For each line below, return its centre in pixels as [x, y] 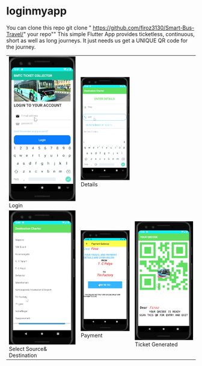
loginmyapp [37, 11]
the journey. [21, 47]
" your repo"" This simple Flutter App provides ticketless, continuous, [109, 34]
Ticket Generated [156, 344]
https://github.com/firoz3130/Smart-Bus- [144, 28]
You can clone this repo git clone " [49, 28]
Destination [23, 355]
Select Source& [28, 349]
